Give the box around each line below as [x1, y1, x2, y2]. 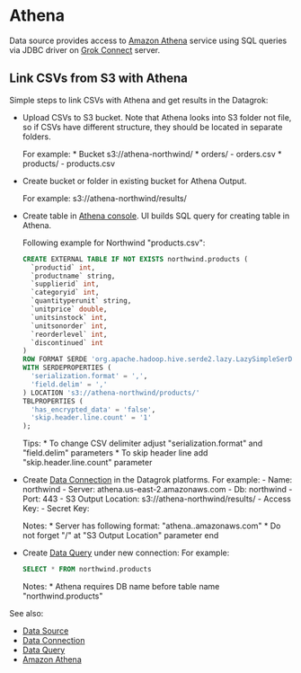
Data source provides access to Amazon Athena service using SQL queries [9, 35, 288, 46]
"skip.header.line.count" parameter [22, 457, 153, 468]
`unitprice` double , [31, 305, 108, 314]
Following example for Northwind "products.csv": [22, 237, 206, 248]
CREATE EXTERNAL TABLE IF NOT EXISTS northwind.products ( [22, 254, 249, 263]
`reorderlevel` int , [31, 330, 108, 339]
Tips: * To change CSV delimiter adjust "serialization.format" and [22, 438, 263, 449]
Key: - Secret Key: [22, 503, 90, 514]
